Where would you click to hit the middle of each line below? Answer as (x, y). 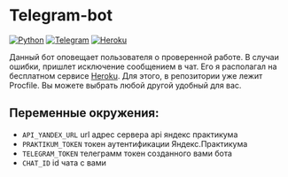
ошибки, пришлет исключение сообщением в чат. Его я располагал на (143, 66)
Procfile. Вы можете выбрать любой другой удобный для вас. (125, 85)
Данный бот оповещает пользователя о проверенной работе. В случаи (144, 57)
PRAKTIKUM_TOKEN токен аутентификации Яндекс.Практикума (135, 143)
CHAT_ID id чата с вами (64, 162)
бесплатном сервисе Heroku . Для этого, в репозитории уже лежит (136, 75)
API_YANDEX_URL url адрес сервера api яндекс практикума (130, 135)
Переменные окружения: (84, 113)
